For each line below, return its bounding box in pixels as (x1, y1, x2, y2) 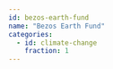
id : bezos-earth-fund (8, 13, 90, 22)
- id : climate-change (16, 38, 98, 47)
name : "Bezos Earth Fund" (8, 22, 105, 30)
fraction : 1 (24, 47, 69, 56)
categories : (8, 30, 53, 39)
